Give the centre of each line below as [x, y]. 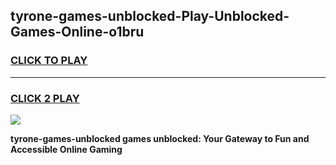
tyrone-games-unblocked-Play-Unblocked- [150, 16]
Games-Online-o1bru [77, 32]
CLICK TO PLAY [49, 61]
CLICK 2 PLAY [45, 98]
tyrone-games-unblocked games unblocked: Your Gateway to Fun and [160, 138]
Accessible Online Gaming [66, 149]
